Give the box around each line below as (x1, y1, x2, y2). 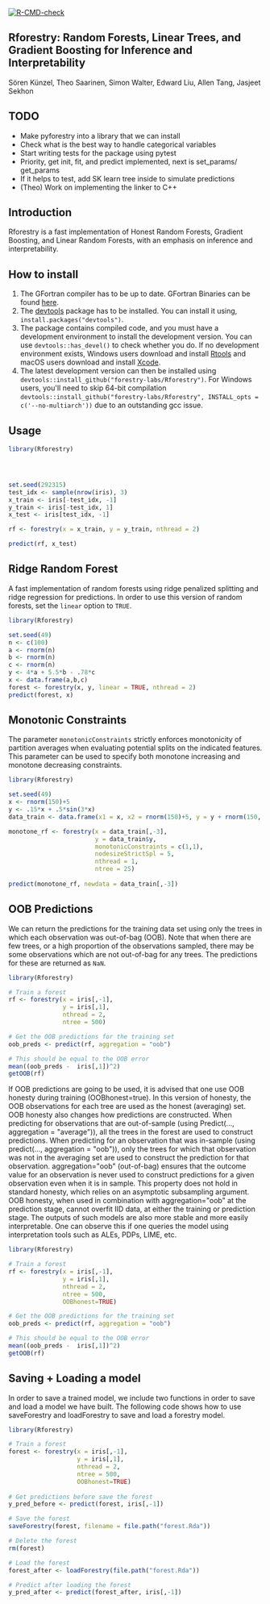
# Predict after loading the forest (8, 1581, 131, 1589)
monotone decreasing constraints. (8, 760, 123, 770)
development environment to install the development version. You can (19, 331, 252, 342)
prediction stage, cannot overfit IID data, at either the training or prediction (8, 1204, 255, 1214)
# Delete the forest (8, 1537, 78, 1545)
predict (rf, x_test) (8, 540, 78, 548)
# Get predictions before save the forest (8, 1493, 153, 1501)
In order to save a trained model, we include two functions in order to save (8, 1393, 255, 1402)
